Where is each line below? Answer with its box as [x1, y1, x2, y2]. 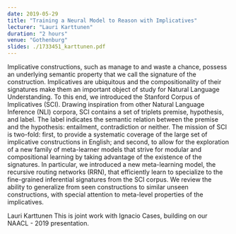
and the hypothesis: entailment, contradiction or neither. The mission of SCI [7, 123, 228, 131]
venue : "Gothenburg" [7, 37, 69, 44]
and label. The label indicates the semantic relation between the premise [7, 115, 219, 124]
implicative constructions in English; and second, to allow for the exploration [7, 138, 230, 146]
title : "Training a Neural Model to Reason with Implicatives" [7, 17, 198, 24]
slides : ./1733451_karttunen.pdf [7, 43, 106, 50]
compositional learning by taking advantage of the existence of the [7, 153, 203, 161]
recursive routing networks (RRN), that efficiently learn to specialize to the [7, 168, 223, 176]
